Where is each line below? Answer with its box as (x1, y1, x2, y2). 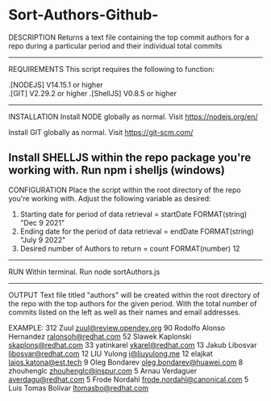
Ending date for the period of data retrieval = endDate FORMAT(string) (19, 226, 254, 236)
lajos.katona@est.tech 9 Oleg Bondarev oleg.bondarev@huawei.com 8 (8, 357, 244, 367)
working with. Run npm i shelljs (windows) (8, 163, 226, 177)
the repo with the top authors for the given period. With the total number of (8, 298, 257, 308)
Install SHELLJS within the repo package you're (8, 151, 252, 165)
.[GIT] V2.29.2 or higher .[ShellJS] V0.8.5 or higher (8, 88, 177, 98)
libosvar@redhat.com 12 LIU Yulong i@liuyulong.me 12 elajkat (8, 348, 214, 358)
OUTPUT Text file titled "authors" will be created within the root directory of (8, 289, 261, 300)
